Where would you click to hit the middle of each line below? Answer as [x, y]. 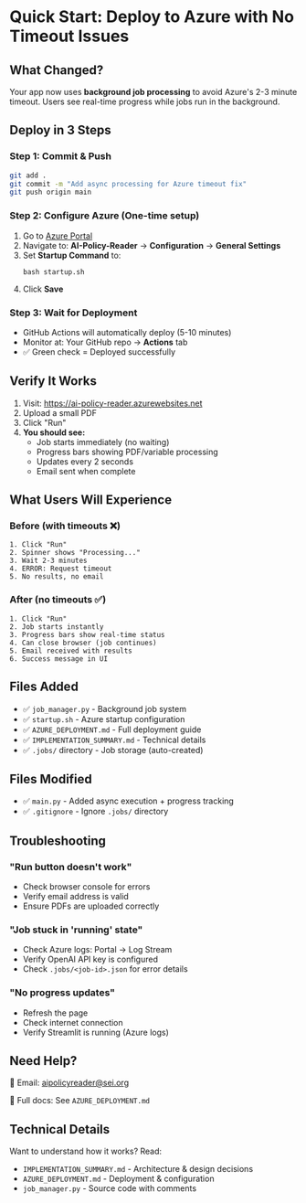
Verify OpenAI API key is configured [90, 959]
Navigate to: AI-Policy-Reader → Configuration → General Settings [152, 245]
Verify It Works [53, 381]
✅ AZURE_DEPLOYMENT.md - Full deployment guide [112, 729]
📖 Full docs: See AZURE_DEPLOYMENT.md [80, 1101]
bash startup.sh [53, 271]
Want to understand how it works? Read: [86, 1151]
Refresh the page [55, 1013]
